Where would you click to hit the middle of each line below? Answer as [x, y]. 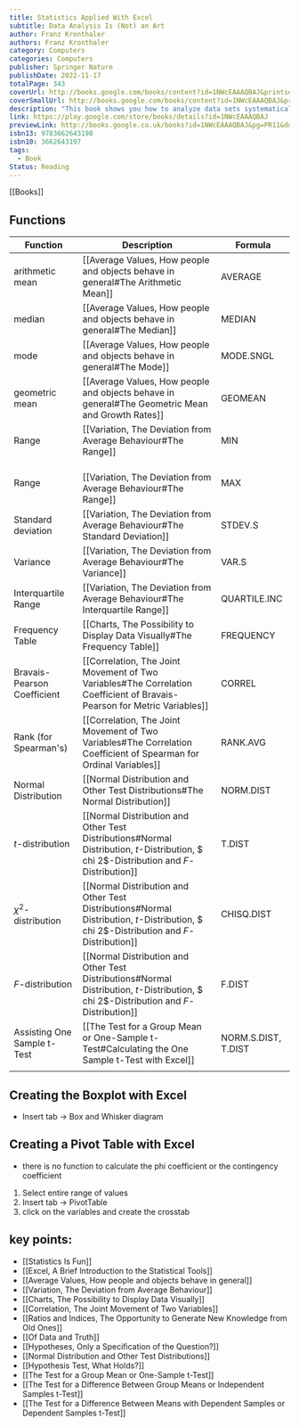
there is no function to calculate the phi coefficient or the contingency [150, 1166]
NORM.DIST [246, 791]
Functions [38, 220]
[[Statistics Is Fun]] [57, 1261]
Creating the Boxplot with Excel [98, 1095]
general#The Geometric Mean [145, 404]
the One [172, 1049]
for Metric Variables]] [164, 706]
